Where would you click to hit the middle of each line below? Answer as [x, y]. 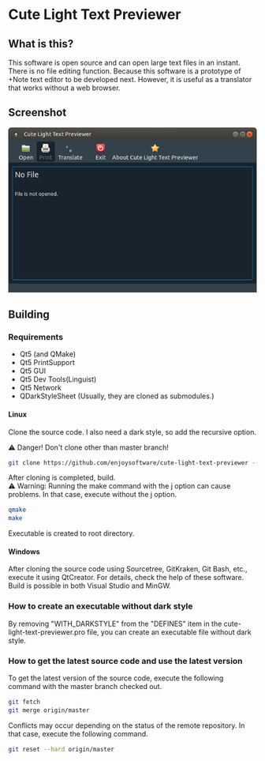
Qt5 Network [40, 388]
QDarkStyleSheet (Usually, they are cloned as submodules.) [117, 396]
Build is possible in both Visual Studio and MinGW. [90, 586]
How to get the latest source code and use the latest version [125, 661]
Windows [24, 552]
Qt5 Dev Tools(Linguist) [58, 379]
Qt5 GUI [32, 371]
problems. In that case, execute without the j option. [93, 495]
